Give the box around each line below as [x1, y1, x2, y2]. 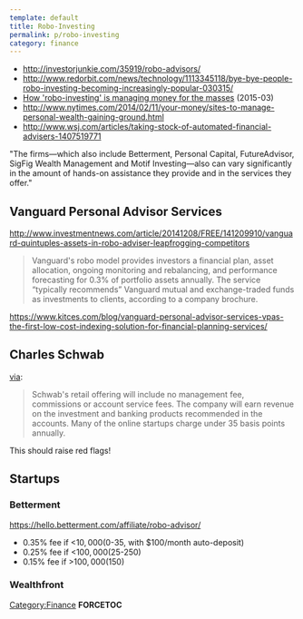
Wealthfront [9, 578, 64, 591]
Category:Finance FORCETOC [9, 599, 122, 610]
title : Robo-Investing [9, 22, 95, 31]
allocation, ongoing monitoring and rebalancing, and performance [31, 265, 279, 276]
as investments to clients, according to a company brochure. [31, 294, 259, 305]
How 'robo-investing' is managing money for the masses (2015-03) [22, 93, 274, 103]
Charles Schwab [9, 347, 105, 363]
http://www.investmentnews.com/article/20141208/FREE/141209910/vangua [9, 228, 293, 239]
